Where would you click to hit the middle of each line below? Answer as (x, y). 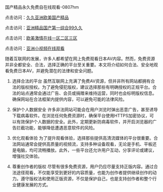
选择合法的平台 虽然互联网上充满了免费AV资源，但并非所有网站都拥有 (81, 81)
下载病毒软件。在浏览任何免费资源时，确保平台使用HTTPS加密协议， (81, 116)
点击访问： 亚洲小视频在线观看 (35, 48)
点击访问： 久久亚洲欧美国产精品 (37, 17)
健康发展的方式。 (33, 185)
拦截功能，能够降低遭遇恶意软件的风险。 (57, 128)
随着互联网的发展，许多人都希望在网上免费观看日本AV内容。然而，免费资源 (80, 59)
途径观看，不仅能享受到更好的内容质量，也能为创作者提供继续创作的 (84, 173)
